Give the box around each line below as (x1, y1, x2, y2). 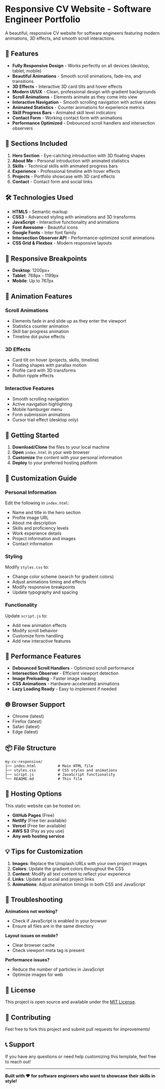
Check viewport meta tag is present (12, 948, 85, 953)
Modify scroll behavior (12, 627, 58, 633)
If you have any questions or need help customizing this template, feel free (5, 1053, 156, 1059)
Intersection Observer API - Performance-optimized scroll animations (12, 235, 155, 241)
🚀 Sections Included (5, 139, 68, 148)
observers (12, 125, 33, 131)
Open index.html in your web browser (12, 449, 90, 455)
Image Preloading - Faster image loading (12, 676, 96, 681)
